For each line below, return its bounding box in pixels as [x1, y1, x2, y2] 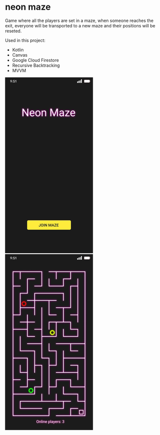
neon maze [5, 1, 51, 13]
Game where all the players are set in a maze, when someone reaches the [5, 18, 154, 23]
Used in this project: [5, 37, 45, 43]
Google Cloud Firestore [12, 57, 60, 63]
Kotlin [12, 47, 24, 53]
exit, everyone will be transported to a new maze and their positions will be [5, 22, 156, 28]
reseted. [5, 28, 22, 34]
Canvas [12, 52, 28, 58]
